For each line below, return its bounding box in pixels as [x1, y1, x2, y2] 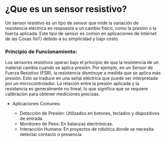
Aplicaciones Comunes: [12, 101, 61, 107]
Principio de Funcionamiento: [5, 48, 78, 55]
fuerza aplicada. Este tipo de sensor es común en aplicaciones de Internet [5, 30, 157, 36]
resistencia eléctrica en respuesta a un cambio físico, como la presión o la [5, 25, 157, 31]
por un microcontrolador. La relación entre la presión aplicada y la [5, 80, 140, 86]
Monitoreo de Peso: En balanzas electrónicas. [19, 121, 113, 127]
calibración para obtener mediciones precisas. [5, 91, 100, 97]
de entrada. [19, 116, 44, 122]
